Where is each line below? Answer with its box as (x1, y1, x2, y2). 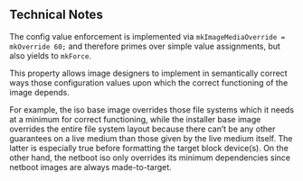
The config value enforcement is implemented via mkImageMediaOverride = (9, 31, 286, 41)
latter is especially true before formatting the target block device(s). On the (9, 142, 289, 153)
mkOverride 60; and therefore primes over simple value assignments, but (9, 41, 280, 51)
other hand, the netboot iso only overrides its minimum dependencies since (9, 152, 291, 163)
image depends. (9, 86, 70, 97)
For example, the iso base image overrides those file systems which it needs (9, 104, 295, 115)
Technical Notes (9, 7, 104, 23)
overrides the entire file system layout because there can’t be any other (9, 123, 276, 134)
